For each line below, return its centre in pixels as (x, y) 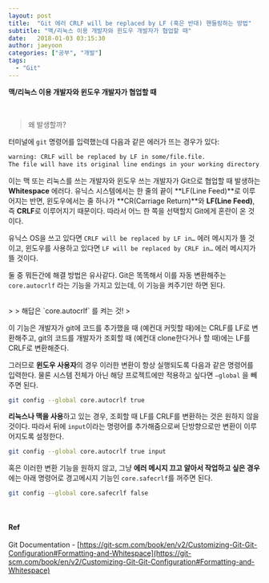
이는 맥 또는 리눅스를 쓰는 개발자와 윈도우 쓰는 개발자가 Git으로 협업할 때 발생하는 (134, 181)
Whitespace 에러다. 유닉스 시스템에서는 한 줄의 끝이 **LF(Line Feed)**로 (125, 190)
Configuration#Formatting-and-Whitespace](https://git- (100, 553)
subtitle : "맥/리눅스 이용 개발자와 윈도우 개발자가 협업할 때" (100, 31)
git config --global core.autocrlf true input (87, 452)
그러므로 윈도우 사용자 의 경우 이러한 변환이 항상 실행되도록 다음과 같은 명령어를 (131, 365)
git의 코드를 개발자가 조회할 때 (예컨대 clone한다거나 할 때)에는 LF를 (144, 337)
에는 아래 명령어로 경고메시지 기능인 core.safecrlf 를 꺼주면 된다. (111, 478)
